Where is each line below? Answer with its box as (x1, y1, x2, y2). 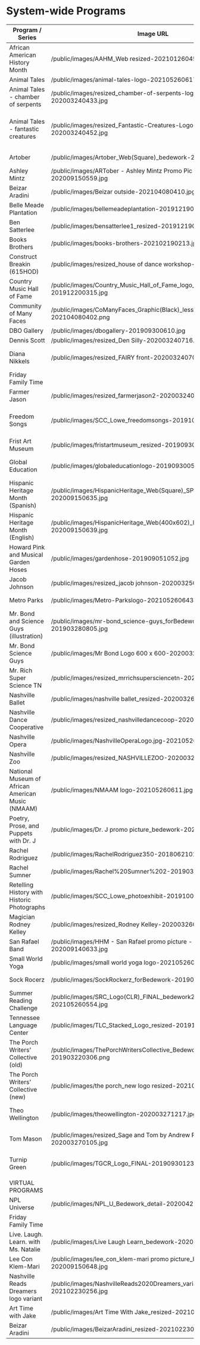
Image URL (137, 29, 169, 38)
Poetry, (9, 814, 30, 822)
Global (9, 458, 28, 466)
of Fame (9, 292, 33, 300)
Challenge (9, 1004, 37, 1012)
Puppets (9, 829, 33, 837)
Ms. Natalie (9, 1245, 40, 1253)
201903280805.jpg (51, 624, 108, 633)
